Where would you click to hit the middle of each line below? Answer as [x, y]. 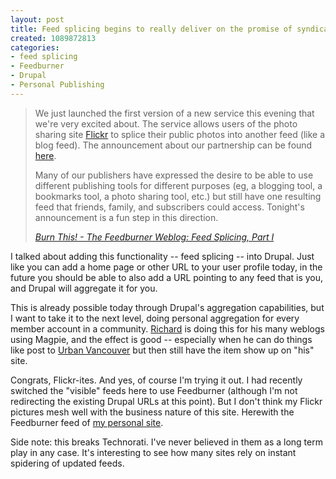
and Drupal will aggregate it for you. [84, 288]
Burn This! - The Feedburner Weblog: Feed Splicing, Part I [154, 237]
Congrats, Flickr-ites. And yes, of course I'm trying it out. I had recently [156, 380]
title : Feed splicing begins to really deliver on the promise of [151, 29]
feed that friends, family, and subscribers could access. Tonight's [169, 207]
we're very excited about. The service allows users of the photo [166, 123]
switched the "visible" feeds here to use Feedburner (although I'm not [154, 390]
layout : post [37, 19]
